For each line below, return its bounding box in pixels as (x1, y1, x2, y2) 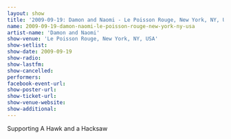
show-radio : (7, 55, 41, 62)
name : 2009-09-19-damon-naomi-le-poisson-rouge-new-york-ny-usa (7, 23, 195, 29)
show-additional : (7, 105, 57, 112)
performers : (7, 73, 41, 81)
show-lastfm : (7, 61, 45, 68)
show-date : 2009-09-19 (7, 49, 72, 55)
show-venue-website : (7, 99, 67, 106)
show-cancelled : (7, 67, 54, 74)
